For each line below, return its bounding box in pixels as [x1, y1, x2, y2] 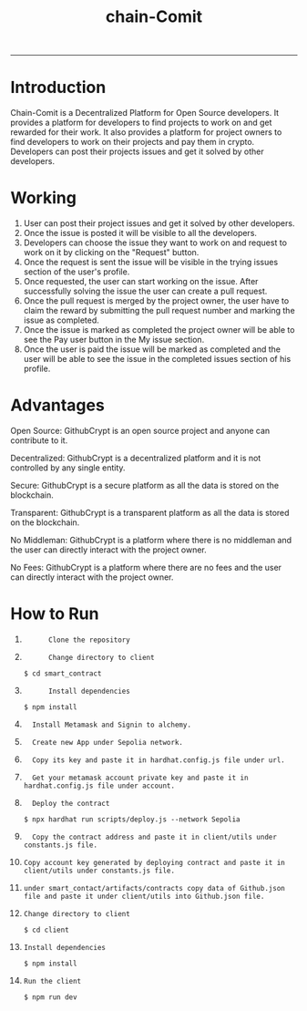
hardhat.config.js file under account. [23, 781, 176, 790]
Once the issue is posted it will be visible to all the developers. [23, 227, 258, 238]
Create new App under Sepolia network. [32, 738, 183, 747]
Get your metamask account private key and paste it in [32, 773, 249, 782]
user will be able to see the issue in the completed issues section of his [23, 353, 292, 364]
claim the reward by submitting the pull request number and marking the [23, 304, 295, 315]
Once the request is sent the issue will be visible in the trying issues [23, 256, 279, 267]
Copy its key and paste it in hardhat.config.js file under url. [32, 755, 285, 765]
